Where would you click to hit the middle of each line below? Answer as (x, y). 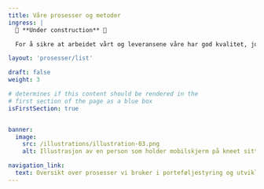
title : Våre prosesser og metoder (65, 15)
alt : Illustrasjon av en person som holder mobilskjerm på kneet (132, 151)
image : (26, 137)
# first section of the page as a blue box (81, 101)
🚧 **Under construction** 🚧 (61, 30)
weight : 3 (24, 80)
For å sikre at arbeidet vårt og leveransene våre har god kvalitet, (131, 44)
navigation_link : (37, 165)
